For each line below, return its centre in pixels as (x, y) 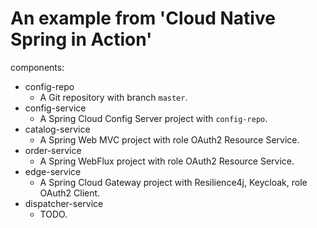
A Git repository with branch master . (113, 97)
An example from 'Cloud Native (143, 18)
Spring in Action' (81, 39)
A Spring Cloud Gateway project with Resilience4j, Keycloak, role (173, 182)
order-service (53, 150)
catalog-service (57, 129)
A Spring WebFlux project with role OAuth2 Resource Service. (167, 161)
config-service (55, 108)
